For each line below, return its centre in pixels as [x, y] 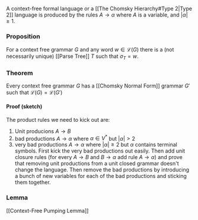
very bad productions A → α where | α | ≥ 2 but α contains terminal [96, 145]
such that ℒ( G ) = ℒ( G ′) [34, 93]
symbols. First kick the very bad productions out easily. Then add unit [100, 151]
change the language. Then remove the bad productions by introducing [102, 170]
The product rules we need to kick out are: [58, 119]
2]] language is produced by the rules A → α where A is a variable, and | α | [97, 15]
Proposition [23, 36]
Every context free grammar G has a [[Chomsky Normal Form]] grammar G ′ [98, 86]
